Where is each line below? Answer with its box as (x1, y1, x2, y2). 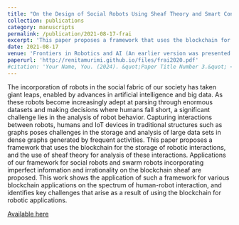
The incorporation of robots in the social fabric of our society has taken (7, 82, 217, 91)
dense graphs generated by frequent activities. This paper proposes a (7, 136, 213, 144)
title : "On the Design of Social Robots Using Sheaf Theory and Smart (7, 10, 221, 18)
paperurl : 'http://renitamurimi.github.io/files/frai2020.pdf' (7, 57, 199, 64)
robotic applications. (7, 196, 68, 204)
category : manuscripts (7, 23, 75, 31)
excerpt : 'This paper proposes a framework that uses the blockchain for (7, 37, 231, 44)
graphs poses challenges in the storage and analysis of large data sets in (7, 128, 222, 136)
